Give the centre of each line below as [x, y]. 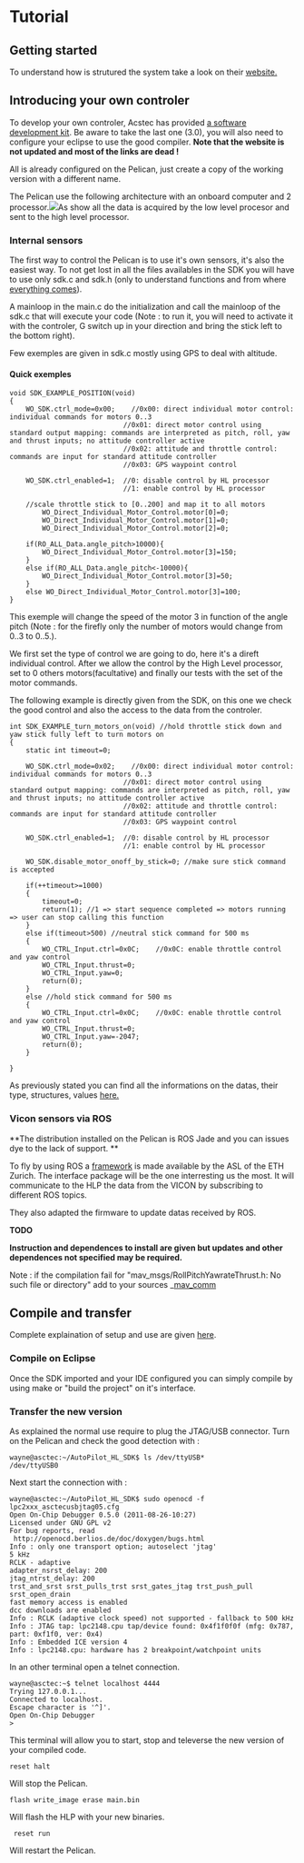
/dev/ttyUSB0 [34, 1466]
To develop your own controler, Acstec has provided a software [128, 122]
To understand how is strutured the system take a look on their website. [143, 72]
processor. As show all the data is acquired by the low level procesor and [150, 207]
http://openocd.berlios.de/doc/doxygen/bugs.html [109, 1539]
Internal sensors [46, 240]
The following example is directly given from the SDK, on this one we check [151, 701]
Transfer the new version [66, 1411]
